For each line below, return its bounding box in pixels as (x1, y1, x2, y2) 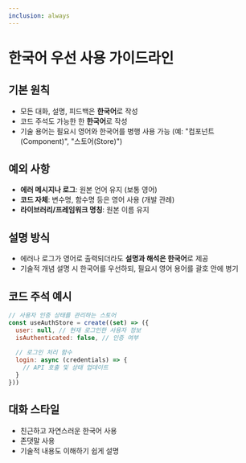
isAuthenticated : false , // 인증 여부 (15, 334, 139, 342)
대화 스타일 (8, 403, 60, 416)
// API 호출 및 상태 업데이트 (23, 363, 109, 372)
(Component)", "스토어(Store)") (19, 136, 123, 145)
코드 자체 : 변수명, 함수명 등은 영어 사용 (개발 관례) (19, 195, 175, 205)
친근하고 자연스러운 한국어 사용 (19, 425, 117, 435)
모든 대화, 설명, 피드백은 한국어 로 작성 (19, 106, 138, 116)
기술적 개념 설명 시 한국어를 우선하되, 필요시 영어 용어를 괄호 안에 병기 (19, 264, 239, 273)
